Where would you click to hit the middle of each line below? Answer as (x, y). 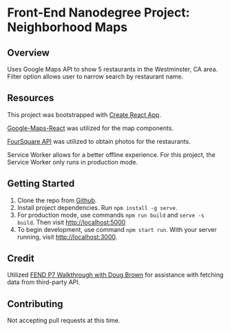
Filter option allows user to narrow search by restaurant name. (95, 76)
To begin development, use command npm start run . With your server (117, 229)
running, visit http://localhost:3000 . (67, 237)
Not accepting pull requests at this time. (64, 321)
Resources (31, 98)
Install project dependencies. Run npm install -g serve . (97, 207)
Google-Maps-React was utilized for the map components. (91, 128)
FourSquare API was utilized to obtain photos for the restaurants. (99, 141)
